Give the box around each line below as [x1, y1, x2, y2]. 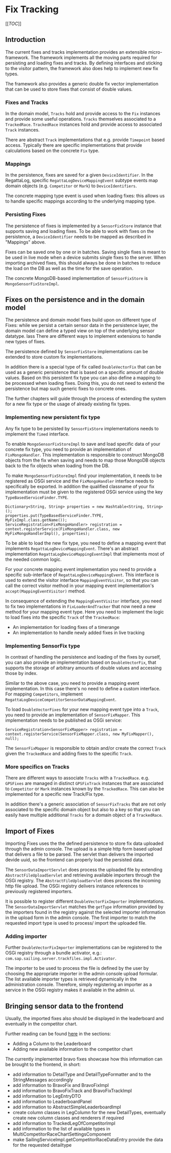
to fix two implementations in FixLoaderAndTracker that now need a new [5, 603, 156, 610]
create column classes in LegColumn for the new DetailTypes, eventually [12, 1110, 166, 1116]
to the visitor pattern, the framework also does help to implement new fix [5, 65, 158, 71]
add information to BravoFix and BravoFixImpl [12, 1082, 109, 1089]
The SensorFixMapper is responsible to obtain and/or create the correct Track [5, 745, 166, 751]
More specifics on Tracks [5, 763, 70, 770]
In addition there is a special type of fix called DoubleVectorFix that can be [5, 364, 162, 370]
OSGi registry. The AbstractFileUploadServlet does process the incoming [5, 878, 161, 884]
